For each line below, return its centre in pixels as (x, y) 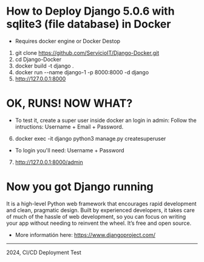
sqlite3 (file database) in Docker (89, 24)
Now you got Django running (80, 187)
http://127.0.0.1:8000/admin (49, 162)
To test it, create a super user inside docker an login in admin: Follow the (106, 120)
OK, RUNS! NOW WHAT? (70, 103)
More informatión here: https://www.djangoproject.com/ (85, 235)
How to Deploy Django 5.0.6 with (90, 11)
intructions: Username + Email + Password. (69, 127)
